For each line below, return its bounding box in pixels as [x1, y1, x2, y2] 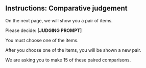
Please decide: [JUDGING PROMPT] [5, 27, 82, 33]
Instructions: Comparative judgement [5, 4, 128, 13]
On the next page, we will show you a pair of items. [5, 17, 113, 23]
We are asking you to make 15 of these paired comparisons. [5, 57, 131, 63]
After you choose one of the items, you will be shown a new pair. [5, 47, 141, 53]
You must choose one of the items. [5, 37, 79, 43]
